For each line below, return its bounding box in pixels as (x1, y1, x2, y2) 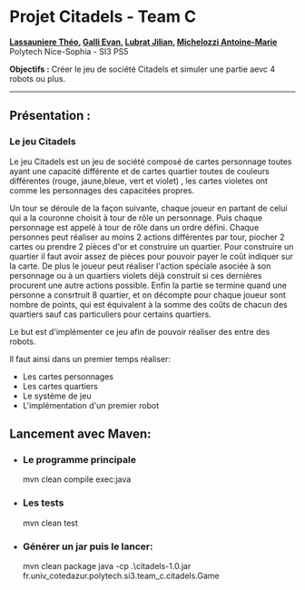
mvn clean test (22, 517, 79, 528)
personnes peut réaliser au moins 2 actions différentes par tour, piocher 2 (9, 231, 285, 242)
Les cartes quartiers (22, 380, 98, 391)
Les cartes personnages (22, 370, 113, 382)
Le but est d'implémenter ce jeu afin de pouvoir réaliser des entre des (9, 326, 271, 337)
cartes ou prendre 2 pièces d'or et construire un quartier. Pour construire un (9, 241, 294, 251)
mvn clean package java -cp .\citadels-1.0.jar (22, 560, 192, 571)
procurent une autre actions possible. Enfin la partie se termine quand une (9, 280, 288, 290)
